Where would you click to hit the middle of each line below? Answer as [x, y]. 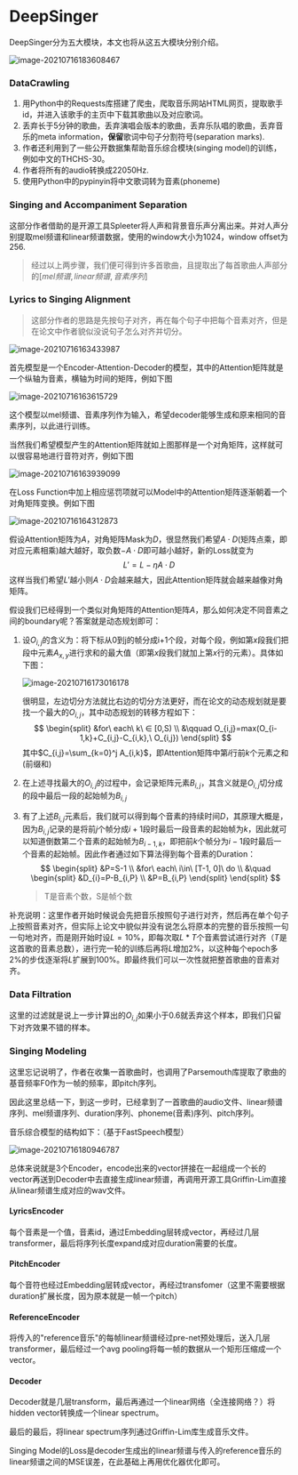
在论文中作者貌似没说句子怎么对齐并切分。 [109, 331]
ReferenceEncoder [44, 1317]
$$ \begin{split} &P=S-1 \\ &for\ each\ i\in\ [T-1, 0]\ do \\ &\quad [156, 868]
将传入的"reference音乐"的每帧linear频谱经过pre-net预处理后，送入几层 [140, 1338]
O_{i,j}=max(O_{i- [246, 729]
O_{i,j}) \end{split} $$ [193, 738]
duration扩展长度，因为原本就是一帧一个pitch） [96, 1296]
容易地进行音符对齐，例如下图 [79, 455]
